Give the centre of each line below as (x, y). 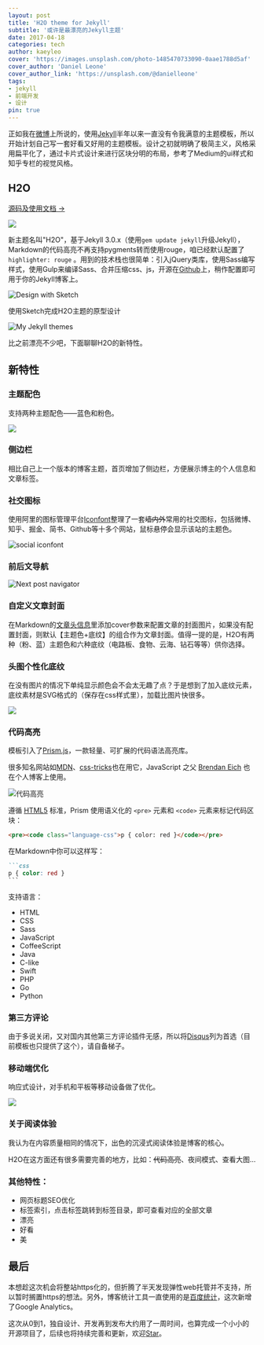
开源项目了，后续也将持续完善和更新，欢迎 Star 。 (87, 1333)
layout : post (29, 15)
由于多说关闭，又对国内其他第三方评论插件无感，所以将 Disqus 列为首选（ (126, 1036)
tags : (17, 81)
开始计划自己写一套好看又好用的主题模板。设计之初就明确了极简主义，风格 (128, 143)
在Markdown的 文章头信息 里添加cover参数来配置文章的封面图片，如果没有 (127, 625)
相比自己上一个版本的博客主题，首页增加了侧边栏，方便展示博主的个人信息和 (132, 468)
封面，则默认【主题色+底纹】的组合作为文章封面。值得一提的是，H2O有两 (134, 634)
